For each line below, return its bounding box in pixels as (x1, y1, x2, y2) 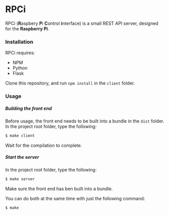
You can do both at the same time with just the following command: (5, 195, 145, 201)
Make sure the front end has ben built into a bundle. (5, 186, 113, 192)
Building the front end (5, 105, 52, 111)
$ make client (5, 133, 35, 139)
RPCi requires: (5, 50, 35, 56)
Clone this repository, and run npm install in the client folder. (5, 80, 135, 87)
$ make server (5, 176, 35, 182)
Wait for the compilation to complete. (5, 143, 82, 148)
